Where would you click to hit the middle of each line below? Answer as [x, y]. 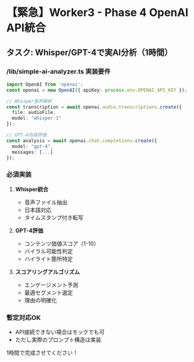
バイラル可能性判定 [49, 251]
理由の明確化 [40, 300]
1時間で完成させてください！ [42, 352]
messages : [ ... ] [32, 152]
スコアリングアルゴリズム [47, 272]
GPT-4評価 [29, 230]
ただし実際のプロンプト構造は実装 [58, 339]
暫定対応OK [24, 317]
